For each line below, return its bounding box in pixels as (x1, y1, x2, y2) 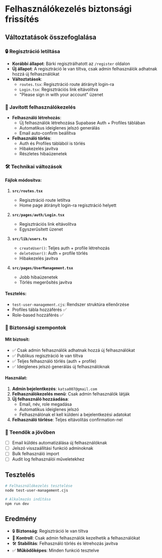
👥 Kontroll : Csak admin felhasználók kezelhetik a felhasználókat (12, 535, 140, 541)
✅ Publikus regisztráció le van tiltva (12, 353, 83, 359)
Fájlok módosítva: (5, 177, 42, 183)
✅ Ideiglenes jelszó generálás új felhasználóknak (12, 363, 110, 369)
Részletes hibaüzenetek (19, 151, 67, 157)
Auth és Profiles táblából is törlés (19, 141, 86, 147)
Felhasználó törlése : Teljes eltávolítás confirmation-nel (12, 416, 123, 423)
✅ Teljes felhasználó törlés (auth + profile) (12, 358, 97, 364)
